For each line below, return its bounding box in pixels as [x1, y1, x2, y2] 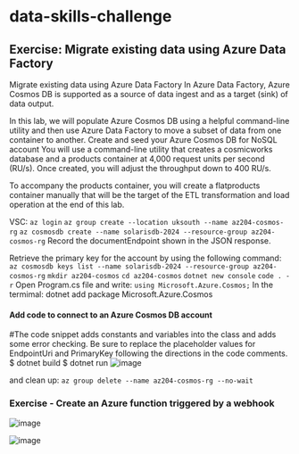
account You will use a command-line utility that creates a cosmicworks [9, 144, 273, 154]
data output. [9, 98, 54, 109]
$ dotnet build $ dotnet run [9, 358, 109, 368]
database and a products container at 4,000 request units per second [9, 153, 265, 164]
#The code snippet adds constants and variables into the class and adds [9, 329, 277, 340]
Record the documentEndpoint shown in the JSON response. [47, 235, 271, 246]
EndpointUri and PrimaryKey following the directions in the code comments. [9, 348, 288, 359]
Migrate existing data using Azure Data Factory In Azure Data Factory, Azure [9, 79, 290, 90]
